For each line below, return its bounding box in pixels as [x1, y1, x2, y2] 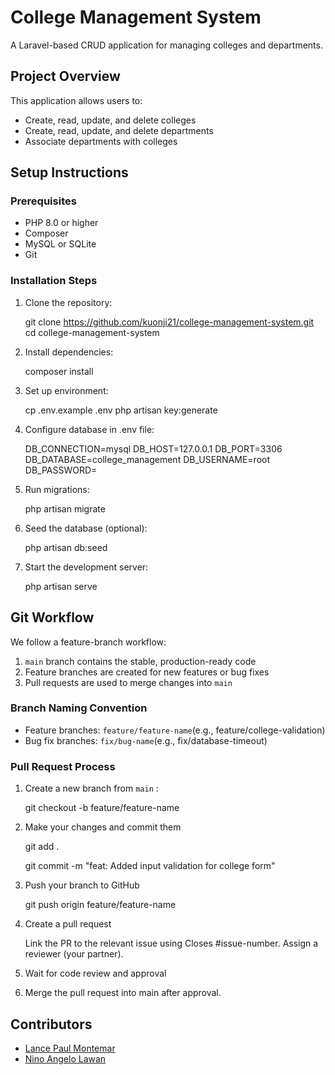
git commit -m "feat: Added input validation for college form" [24, 860, 276, 872]
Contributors [10, 1016, 93, 1033]
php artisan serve [24, 580, 98, 592]
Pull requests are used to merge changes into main [24, 676, 233, 688]
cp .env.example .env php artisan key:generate [24, 404, 218, 416]
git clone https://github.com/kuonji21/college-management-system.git [24, 316, 315, 328]
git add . [24, 841, 60, 853]
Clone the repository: [24, 296, 113, 308]
